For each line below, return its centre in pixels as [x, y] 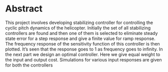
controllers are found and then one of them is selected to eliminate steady [81, 33]
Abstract [24, 9]
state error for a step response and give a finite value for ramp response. [80, 38]
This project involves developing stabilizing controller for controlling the [79, 22]
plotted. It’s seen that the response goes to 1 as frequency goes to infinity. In [84, 49]
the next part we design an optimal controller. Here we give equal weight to [83, 54]
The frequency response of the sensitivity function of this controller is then [83, 43]
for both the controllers [29, 65]
